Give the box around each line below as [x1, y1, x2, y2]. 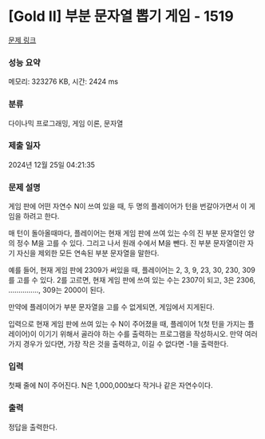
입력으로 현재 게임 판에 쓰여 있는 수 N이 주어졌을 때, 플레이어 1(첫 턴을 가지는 [8, 319, 246, 329]
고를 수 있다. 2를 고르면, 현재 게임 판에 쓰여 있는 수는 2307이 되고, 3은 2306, [16, 275, 256, 285]
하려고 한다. [22, 212, 60, 221]
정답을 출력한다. [8, 422, 58, 432]
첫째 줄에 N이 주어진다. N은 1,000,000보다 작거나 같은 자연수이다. [8, 381, 213, 390]
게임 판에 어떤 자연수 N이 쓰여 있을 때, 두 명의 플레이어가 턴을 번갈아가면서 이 [8, 201, 247, 212]
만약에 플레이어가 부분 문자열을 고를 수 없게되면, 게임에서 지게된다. [8, 303, 216, 312]
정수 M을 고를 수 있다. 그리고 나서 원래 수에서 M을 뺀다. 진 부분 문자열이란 [16, 239, 246, 248]
